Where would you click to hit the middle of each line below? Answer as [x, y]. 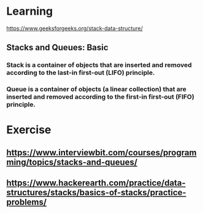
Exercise [29, 130]
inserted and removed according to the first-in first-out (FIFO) [100, 97]
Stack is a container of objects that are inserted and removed [99, 65]
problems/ [27, 202]
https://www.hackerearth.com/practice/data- [96, 183]
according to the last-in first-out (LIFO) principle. [81, 73]
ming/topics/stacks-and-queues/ [72, 162]
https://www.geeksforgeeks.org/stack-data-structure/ [75, 28]
